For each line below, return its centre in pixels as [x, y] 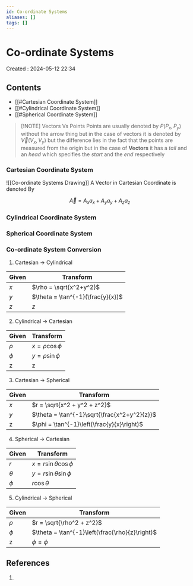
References [28, 563]
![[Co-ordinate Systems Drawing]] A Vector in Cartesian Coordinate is [91, 183]
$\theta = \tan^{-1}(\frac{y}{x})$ [77, 297]
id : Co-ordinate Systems [37, 12]
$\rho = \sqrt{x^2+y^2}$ [66, 287]
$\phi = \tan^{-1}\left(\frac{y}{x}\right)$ [88, 424]
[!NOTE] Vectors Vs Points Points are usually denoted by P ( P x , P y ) [101, 127]
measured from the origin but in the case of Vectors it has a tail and [104, 148]
